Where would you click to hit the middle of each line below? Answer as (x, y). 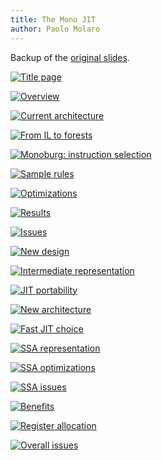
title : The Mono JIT (53, 19)
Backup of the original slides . (70, 57)
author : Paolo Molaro (55, 29)
